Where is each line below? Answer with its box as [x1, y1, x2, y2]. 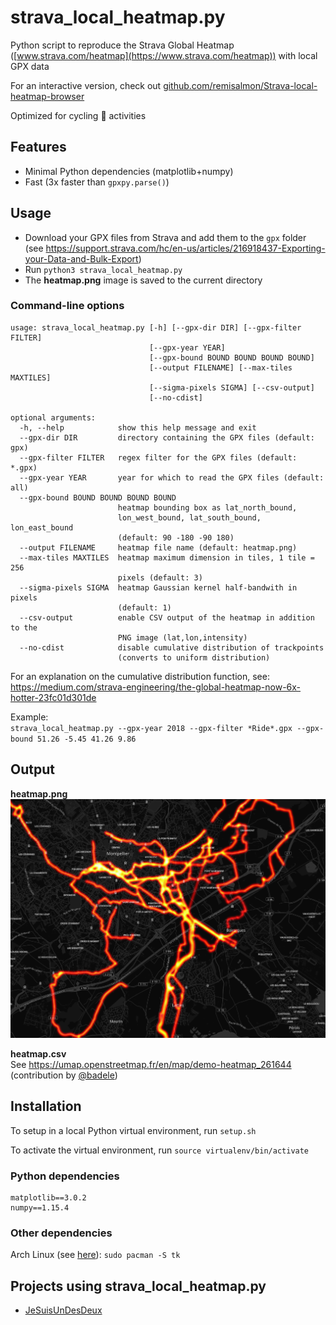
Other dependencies [10, 1226, 113, 1240]
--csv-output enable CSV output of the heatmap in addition [19, 612, 315, 623]
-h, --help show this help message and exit [19, 422, 257, 433]
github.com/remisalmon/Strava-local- [163, 79, 318, 91]
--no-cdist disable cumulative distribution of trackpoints [19, 642, 325, 653]
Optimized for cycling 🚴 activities [10, 109, 147, 121]
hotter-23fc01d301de [10, 691, 97, 703]
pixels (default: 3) [117, 572, 203, 583]
